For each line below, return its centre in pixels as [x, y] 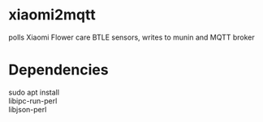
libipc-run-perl [33, 101]
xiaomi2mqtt [52, 15]
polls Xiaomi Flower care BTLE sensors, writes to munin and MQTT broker [132, 37]
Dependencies [58, 70]
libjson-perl [28, 109]
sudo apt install [34, 92]
